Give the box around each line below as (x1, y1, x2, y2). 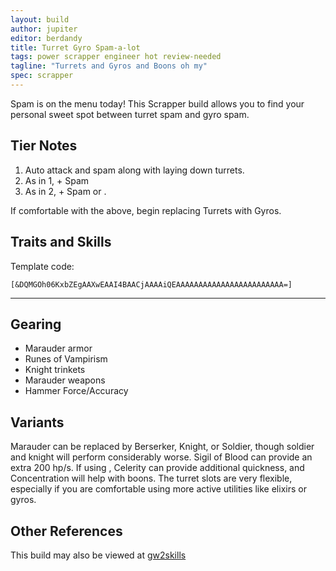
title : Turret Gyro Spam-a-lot (10, 42, 141, 53)
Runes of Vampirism (24, 353, 108, 365)
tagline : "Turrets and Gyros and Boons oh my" (10, 61, 208, 71)
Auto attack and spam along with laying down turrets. (24, 164, 245, 176)
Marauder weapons (24, 374, 106, 386)
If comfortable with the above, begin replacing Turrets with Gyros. (10, 204, 282, 216)
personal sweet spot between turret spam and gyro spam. (10, 108, 250, 120)
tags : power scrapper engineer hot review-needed (10, 52, 222, 62)
